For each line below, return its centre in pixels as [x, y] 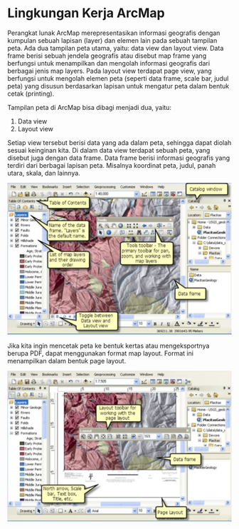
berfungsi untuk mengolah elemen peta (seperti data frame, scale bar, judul [118, 78]
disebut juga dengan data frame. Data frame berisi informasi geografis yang [118, 158]
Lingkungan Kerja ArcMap [86, 13]
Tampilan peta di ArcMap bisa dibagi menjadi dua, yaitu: [90, 107]
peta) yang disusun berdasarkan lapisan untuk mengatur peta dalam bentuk [118, 86]
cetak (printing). [31, 94]
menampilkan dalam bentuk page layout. [67, 361]
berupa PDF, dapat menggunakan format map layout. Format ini [101, 353]
